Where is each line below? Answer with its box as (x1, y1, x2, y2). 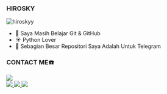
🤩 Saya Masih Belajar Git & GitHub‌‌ (15, 30, 101, 37)
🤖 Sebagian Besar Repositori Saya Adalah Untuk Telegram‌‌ (15, 42, 162, 50)
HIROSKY (6, 4, 35, 13)
